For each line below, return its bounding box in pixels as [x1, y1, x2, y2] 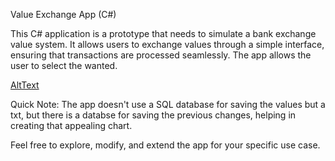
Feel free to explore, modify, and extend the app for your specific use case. [10, 139, 321, 151]
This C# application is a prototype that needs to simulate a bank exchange [10, 28, 317, 39]
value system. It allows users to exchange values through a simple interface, [10, 39, 325, 50]
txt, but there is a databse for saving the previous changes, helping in [10, 109, 297, 121]
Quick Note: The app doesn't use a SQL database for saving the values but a [10, 99, 326, 110]
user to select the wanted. [10, 60, 118, 71]
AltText [10, 79, 40, 91]
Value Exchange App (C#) [10, 9, 117, 20]
